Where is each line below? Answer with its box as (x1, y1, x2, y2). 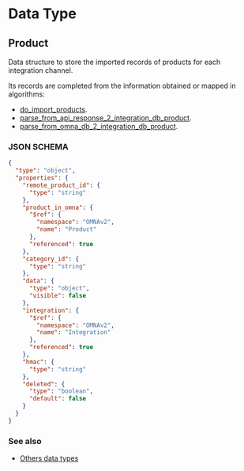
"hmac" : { (22, 358, 55, 366)
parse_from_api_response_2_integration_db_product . (19, 113, 192, 123)
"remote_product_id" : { (22, 181, 101, 189)
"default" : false (28, 395, 87, 403)
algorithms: (8, 89, 45, 99)
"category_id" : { (22, 255, 80, 263)
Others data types (19, 454, 79, 463)
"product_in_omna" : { (22, 203, 93, 211)
